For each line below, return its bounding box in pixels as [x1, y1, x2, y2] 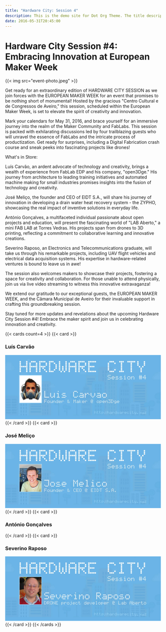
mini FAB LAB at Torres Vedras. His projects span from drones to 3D [5, 225, 144, 231]
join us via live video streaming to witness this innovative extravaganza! [5, 281, 151, 287]
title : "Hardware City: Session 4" [5, 8, 79, 13]
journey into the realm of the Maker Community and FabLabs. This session [5, 123, 157, 129]
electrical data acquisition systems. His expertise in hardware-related [5, 256, 146, 262]
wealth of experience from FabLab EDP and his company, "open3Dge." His [5, 169, 157, 175]
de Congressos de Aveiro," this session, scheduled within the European [5, 103, 151, 109]
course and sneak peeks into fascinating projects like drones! [5, 144, 130, 151]
